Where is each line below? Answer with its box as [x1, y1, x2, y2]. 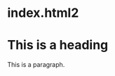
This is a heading [7, 37, 109, 53]
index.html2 [7, 5, 79, 21]
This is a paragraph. [7, 61, 65, 69]
